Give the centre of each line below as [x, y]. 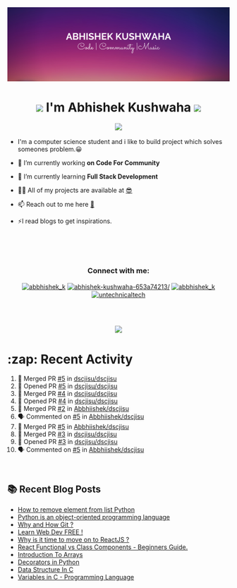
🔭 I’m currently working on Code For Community [89, 162]
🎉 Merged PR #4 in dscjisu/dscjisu [67, 394]
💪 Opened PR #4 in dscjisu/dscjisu [68, 401]
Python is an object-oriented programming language [94, 517]
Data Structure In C [45, 570]
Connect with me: [119, 270]
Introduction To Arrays [50, 555]
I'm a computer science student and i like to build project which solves [120, 141]
